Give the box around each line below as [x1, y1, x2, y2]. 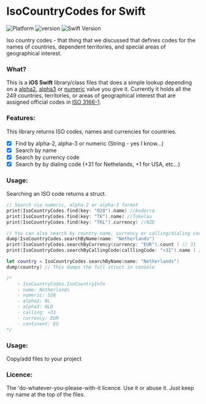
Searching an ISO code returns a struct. [6, 190, 107, 198]
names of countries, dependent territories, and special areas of [6, 43, 166, 50]
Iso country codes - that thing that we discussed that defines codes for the [6, 36, 196, 44]
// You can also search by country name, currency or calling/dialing [6, 230, 191, 236]
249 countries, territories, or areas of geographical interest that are [6, 92, 176, 99]
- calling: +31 [17, 309, 56, 316]
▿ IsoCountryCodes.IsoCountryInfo [17, 281, 105, 287]
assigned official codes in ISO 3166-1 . [6, 98, 102, 106]
